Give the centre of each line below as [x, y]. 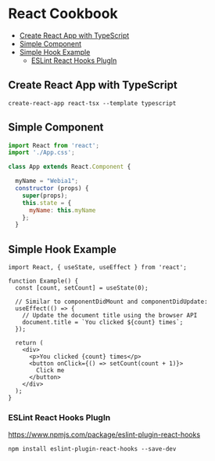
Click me [50, 371]
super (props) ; [45, 196]
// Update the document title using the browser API [110, 316]
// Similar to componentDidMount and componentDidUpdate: [112, 302]
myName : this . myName [62, 210]
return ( [29, 343]
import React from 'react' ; [54, 145]
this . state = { [47, 203]
